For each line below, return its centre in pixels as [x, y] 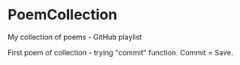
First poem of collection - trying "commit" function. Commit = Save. [120, 52]
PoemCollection [62, 15]
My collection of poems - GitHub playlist [75, 37]
